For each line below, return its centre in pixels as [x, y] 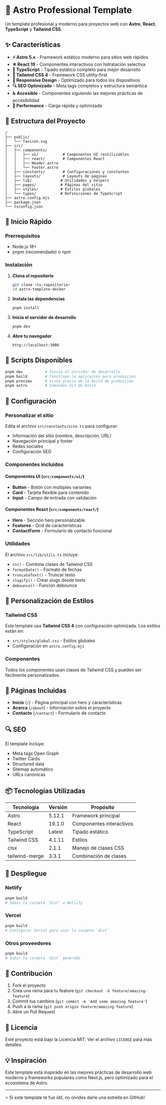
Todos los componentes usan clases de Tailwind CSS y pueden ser [73, 670]
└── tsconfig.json [24, 206]
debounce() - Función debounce [45, 585]
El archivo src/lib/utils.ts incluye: [42, 554]
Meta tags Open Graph [36, 753]
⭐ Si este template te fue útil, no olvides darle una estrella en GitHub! [75, 1098]
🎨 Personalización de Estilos [49, 601]
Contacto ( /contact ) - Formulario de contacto [59, 713]
